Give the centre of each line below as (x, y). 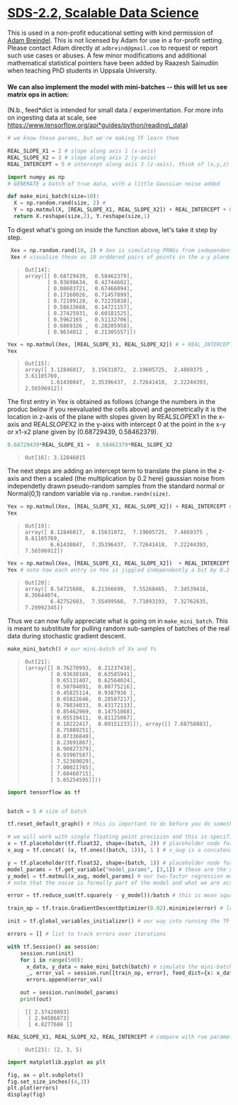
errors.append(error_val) (64, 980)
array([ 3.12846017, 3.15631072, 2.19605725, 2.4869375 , (117, 370)
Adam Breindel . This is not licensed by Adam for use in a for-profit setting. (115, 40)
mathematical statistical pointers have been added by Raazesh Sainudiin (113, 62)
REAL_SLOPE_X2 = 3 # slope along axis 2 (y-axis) (82, 158)
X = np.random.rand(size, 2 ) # (60, 203)
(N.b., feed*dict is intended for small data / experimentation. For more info (115, 110)
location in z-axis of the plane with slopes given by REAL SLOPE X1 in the (112, 417)
